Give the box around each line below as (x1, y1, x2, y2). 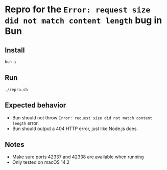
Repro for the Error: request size (5, 4, 151, 15)
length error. (12, 120, 39, 126)
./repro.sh (5, 87, 28, 92)
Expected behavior (5, 101, 66, 110)
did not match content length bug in (5, 14, 162, 26)
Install (5, 46, 25, 54)
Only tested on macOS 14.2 (12, 159, 70, 165)
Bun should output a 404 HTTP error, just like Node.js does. (12, 125, 138, 132)
